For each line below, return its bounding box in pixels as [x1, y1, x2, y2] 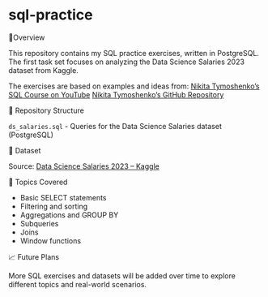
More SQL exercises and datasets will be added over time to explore [8, 270, 236, 281]
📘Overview [8, 32, 45, 42]
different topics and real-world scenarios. [8, 279, 147, 289]
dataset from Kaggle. [8, 65, 79, 75]
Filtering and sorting [19, 201, 87, 211]
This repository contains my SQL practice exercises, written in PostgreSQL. [8, 48, 259, 58]
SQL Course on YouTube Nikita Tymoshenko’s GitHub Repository [8, 89, 224, 99]
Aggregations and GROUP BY [19, 209, 119, 220]
